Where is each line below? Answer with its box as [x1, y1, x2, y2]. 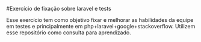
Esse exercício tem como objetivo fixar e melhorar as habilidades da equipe [6, 17, 194, 23]
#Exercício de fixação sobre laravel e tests [6, 5, 111, 12]
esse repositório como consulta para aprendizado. [6, 29, 131, 36]
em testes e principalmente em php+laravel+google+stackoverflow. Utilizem [6, 23, 196, 30]
